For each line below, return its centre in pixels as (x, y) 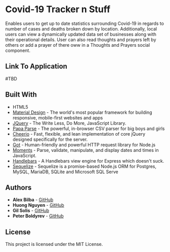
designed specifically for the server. (50, 139)
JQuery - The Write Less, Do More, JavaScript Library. (69, 123)
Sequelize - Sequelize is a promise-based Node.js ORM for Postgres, (84, 166)
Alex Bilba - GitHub (33, 200)
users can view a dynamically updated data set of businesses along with (81, 34)
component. (18, 50)
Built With (21, 95)
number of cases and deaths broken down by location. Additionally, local (81, 28)
